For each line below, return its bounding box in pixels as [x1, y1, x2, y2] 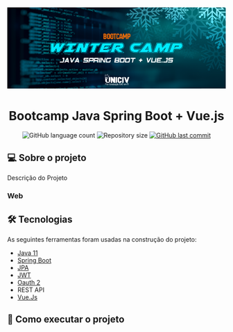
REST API [17, 285, 45, 294]
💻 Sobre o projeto [7, 152, 87, 164]
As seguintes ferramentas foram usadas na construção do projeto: [7, 235, 197, 244]
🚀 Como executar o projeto [7, 313, 125, 325]
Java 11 [17, 249, 38, 257]
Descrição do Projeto [7, 174, 68, 182]
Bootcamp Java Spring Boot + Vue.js [8, 108, 225, 124]
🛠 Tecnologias [7, 213, 73, 225]
